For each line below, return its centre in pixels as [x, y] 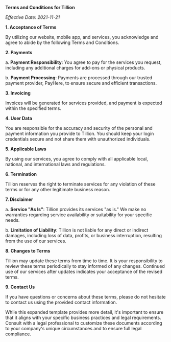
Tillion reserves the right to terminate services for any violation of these [80, 184]
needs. [13, 220]
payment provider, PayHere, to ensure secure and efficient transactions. [81, 83]
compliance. [18, 334]
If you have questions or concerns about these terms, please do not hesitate [86, 297]
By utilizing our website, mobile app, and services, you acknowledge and [82, 37]
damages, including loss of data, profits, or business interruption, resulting [84, 235]
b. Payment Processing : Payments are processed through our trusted [79, 78]
